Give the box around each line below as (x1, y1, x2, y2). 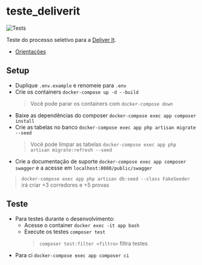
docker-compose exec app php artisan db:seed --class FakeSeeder (21, 176, 190, 182)
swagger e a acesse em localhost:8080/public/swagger (15, 164, 153, 171)
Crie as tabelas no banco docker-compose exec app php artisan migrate (15, 123, 196, 131)
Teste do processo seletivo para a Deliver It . (6, 36, 116, 43)
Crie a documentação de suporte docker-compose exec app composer (15, 157, 186, 165)
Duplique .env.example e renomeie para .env (15, 81, 127, 89)
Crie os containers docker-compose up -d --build (15, 88, 139, 95)
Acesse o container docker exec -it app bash (24, 221, 140, 229)
